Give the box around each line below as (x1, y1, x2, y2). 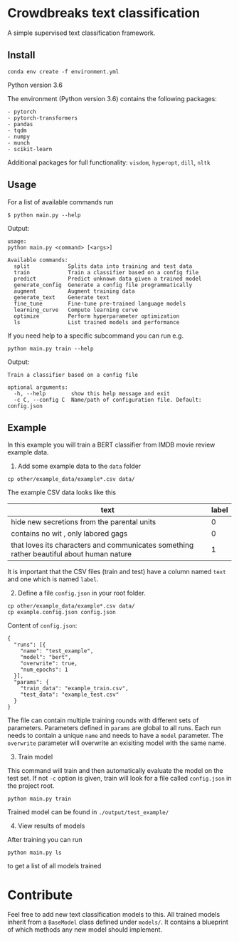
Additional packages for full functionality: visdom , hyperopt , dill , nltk (7, 158, 211, 167)
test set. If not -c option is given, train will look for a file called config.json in (7, 774, 232, 783)
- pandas (7, 120, 33, 128)
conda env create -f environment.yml (7, 68, 119, 76)
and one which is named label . (7, 575, 99, 583)
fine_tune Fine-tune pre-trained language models (14, 300, 186, 307)
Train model (17, 753, 53, 761)
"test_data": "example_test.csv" (20, 691, 119, 699)
